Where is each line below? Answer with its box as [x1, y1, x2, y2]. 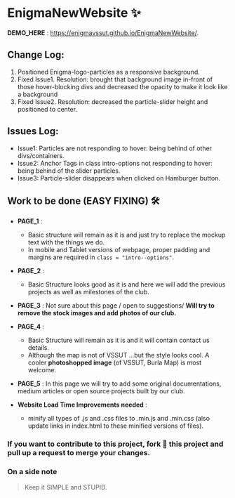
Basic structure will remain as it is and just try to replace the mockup [27, 230, 226, 240]
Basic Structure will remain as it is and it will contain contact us [27, 336, 210, 345]
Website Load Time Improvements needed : [17, 400, 147, 409]
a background [17, 90, 58, 98]
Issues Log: [7, 125, 59, 138]
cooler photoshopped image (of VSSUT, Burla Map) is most [27, 358, 202, 367]
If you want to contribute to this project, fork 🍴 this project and [7, 439, 224, 449]
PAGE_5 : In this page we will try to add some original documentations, [17, 379, 222, 388]
